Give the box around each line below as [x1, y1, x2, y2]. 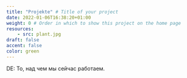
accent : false [6, 43, 43, 49]
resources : [6, 25, 34, 32]
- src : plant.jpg [17, 31, 62, 37]
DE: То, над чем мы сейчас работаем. [6, 65, 105, 72]
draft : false [6, 37, 40, 43]
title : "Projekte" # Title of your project [6, 8, 119, 15]
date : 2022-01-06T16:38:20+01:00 [6, 15, 91, 21]
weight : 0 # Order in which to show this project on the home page [6, 20, 182, 26]
